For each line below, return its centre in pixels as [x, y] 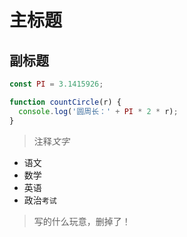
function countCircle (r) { [65, 102]
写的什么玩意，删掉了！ [82, 221]
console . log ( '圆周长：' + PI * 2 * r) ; [98, 111]
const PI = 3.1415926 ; [56, 84]
